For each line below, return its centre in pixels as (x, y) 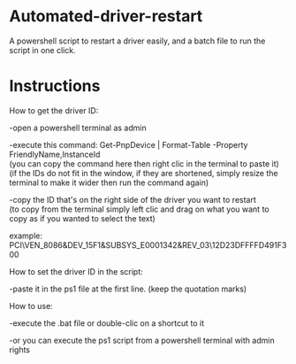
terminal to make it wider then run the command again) (109, 182)
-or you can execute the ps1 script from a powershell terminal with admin (142, 340)
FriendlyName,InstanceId (55, 154)
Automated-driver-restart (106, 16)
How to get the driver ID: (54, 110)
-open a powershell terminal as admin (78, 128)
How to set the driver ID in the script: (76, 271)
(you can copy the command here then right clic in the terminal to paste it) (144, 163)
